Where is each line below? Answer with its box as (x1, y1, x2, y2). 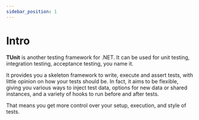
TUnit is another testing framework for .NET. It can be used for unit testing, (6, 54, 190, 61)
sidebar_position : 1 (6, 8, 58, 15)
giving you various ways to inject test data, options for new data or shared (6, 84, 188, 91)
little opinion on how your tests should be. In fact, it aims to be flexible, (6, 77, 179, 85)
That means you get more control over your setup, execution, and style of (6, 102, 187, 109)
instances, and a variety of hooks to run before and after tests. (6, 90, 159, 98)
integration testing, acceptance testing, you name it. (6, 60, 134, 67)
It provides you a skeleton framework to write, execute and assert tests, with (6, 72, 193, 79)
